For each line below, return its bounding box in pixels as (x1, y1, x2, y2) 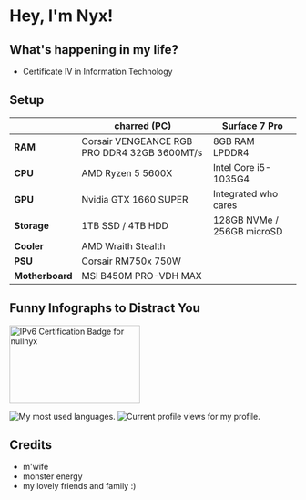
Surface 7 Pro (221, 120, 284, 132)
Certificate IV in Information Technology (22, 66, 173, 77)
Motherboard (14, 269, 73, 282)
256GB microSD (212, 224, 283, 237)
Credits (9, 437, 53, 453)
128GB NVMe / (212, 214, 280, 226)
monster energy (22, 471, 84, 482)
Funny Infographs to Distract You (9, 300, 200, 316)
